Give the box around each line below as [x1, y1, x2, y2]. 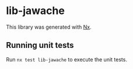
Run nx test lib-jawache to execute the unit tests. [6, 56, 127, 63]
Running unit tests [6, 40, 74, 50]
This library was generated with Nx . [6, 23, 92, 30]
